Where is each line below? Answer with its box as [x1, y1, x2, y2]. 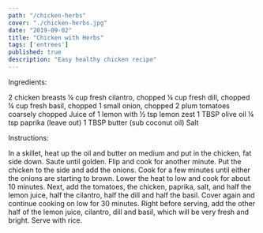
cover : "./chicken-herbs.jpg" [8, 19, 108, 27]
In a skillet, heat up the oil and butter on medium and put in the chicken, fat [8, 148, 252, 158]
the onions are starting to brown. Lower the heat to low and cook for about [8, 173, 250, 182]
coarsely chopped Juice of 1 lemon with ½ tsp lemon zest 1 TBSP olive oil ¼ [8, 109, 254, 118]
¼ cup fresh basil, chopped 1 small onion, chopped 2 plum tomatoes [8, 100, 231, 111]
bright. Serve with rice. [8, 215, 83, 225]
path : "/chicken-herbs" [8, 11, 87, 20]
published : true [8, 48, 62, 56]
